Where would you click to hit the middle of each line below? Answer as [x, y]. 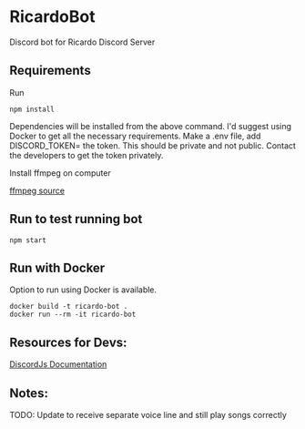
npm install [32, 109]
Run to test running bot [76, 219]
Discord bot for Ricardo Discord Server [82, 42]
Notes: [29, 393]
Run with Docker [57, 267]
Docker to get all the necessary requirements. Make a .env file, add [135, 136]
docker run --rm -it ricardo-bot [73, 315]
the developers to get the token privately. [86, 155]
